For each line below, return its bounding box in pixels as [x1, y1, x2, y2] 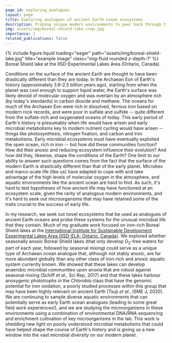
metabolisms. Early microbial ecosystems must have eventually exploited [5, 136, 160, 142]
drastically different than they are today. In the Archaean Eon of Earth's [5, 76, 155, 82]
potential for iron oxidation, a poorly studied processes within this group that [5, 283, 166, 289]
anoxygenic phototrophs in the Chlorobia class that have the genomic [5, 277, 152, 284]
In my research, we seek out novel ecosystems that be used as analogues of [5, 211, 167, 217]
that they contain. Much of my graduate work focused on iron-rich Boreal [5, 222, 160, 228]
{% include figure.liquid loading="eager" [5, 50, 91, 56]
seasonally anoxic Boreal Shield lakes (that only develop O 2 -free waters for [5, 238, 164, 245]
